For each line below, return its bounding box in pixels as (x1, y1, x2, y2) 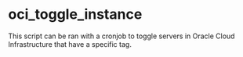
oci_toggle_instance (8, 5, 143, 23)
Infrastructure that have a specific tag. (8, 39, 132, 48)
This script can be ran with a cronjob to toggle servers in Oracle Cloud (8, 31, 235, 41)
